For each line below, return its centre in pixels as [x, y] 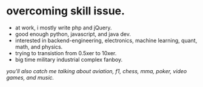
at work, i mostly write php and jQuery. [63, 28]
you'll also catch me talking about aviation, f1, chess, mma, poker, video [97, 71]
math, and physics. [39, 47]
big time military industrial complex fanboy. [69, 59]
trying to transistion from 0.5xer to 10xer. [66, 53]
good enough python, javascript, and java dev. [73, 34]
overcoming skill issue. [66, 11]
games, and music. [30, 77]
